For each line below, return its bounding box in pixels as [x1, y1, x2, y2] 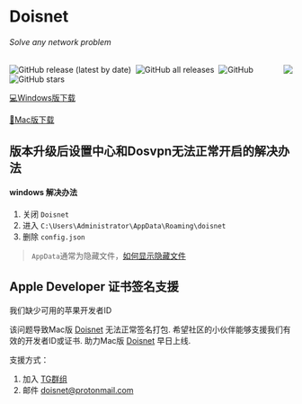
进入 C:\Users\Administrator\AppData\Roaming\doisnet [22, 220, 226, 230]
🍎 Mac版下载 [9, 114, 55, 125]
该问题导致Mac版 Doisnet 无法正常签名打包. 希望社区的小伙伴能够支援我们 [9, 324, 283, 335]
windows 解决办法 [9, 187, 78, 198]
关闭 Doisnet [22, 209, 69, 220]
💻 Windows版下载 [9, 93, 76, 103]
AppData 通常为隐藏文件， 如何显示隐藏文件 [31, 250, 186, 261]
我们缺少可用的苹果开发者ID [9, 304, 112, 316]
